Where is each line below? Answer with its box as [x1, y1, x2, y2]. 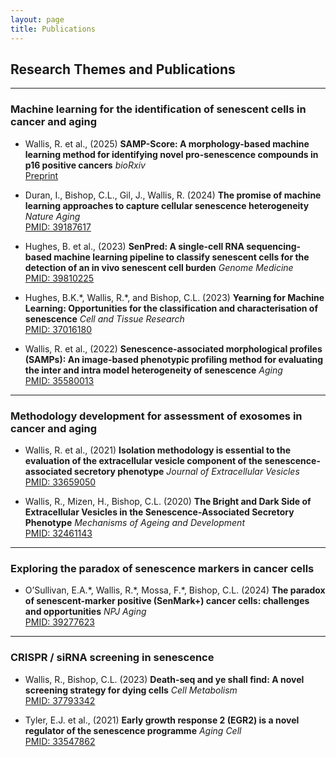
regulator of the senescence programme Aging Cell [24, 724, 242, 736]
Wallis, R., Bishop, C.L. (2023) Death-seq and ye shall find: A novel [24, 673, 305, 685]
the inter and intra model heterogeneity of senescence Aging [24, 364, 283, 376]
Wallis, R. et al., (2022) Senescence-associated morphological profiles [24, 342, 323, 355]
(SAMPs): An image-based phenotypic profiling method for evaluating [24, 353, 324, 365]
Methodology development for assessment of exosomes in [10, 409, 303, 423]
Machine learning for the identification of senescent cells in [10, 102, 307, 116]
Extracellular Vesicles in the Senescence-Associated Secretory [24, 506, 295, 518]
